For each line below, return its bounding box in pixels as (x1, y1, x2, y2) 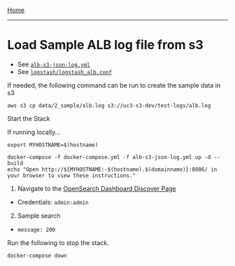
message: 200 (17, 226, 56, 233)
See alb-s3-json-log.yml (17, 59, 91, 69)
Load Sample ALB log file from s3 (7, 37, 204, 53)
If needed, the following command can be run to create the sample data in (7, 80, 221, 90)
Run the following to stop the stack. (7, 238, 110, 247)
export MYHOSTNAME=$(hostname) (7, 141, 99, 148)
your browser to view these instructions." (7, 171, 136, 179)
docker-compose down (7, 252, 68, 259)
